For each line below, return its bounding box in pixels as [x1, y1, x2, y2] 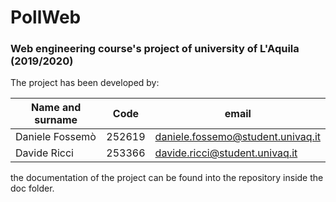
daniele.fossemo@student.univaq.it [154, 130, 321, 144]
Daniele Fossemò [15, 130, 97, 144]
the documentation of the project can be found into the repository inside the [10, 172, 324, 184]
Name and [31, 101, 82, 115]
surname [34, 113, 78, 127]
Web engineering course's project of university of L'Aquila [10, 42, 300, 56]
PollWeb [10, 6, 82, 29]
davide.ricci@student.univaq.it [154, 146, 298, 160]
